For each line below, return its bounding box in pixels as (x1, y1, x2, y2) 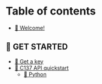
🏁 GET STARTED (5, 42, 68, 52)
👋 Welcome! (14, 24, 45, 31)
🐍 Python (23, 71, 47, 78)
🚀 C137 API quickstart (14, 64, 69, 71)
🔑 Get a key (14, 57, 44, 65)
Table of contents (5, 4, 97, 18)
